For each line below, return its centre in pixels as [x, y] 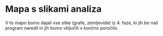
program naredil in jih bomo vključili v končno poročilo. [62, 28]
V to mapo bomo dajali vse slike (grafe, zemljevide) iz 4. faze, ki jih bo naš [82, 23]
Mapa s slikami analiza [54, 9]
